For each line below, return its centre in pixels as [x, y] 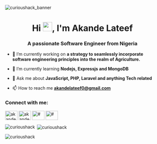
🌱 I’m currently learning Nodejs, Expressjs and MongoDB [70, 69]
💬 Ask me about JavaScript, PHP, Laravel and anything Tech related [82, 78]
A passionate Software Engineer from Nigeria [82, 44]
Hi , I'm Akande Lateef [82, 28]
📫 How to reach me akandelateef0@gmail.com [62, 88]
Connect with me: [27, 103]
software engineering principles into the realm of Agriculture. [76, 59]
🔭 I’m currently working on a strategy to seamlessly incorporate [78, 54]
